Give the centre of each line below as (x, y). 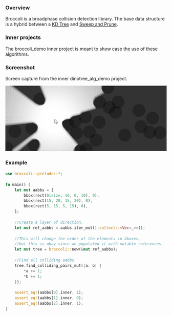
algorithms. (17, 54)
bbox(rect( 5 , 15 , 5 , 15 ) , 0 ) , (56, 206)
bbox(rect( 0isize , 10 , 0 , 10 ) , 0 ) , (62, 195)
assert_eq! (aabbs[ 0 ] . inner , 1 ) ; (49, 293)
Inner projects (23, 37)
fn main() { (18, 184)
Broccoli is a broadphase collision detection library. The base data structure (85, 19)
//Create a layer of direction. (49, 222)
